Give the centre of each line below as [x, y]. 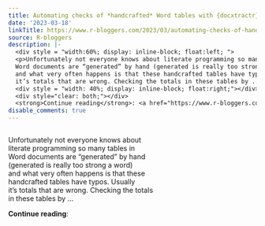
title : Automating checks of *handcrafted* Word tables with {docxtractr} [134, 15]
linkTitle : [26, 30]
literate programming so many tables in [72, 148]
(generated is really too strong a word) [71, 165]
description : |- [35, 45]
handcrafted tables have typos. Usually [72, 182]
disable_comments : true [47, 111]
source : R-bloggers [40, 37]
